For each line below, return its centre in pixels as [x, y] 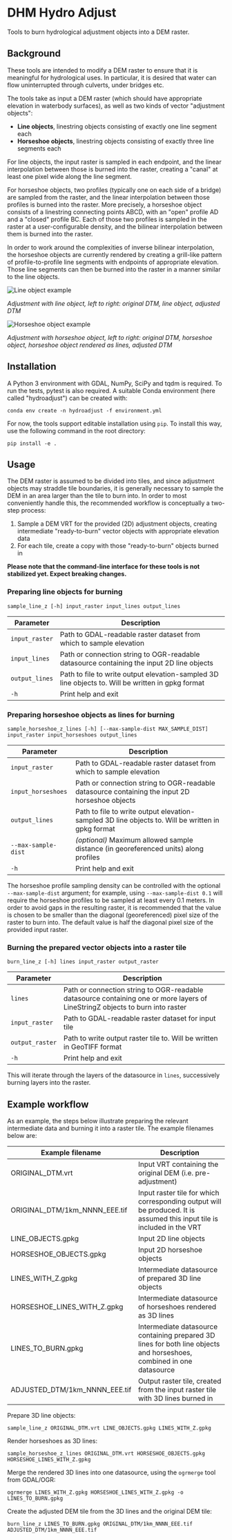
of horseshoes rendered [177, 1307]
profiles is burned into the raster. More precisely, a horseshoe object [105, 205]
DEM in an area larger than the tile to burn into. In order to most [97, 496]
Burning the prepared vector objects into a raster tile [97, 947]
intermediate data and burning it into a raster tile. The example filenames [110, 1128]
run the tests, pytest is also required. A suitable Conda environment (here [111, 390]
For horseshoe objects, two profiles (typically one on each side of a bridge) [114, 190]
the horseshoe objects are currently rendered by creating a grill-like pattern [115, 254]
